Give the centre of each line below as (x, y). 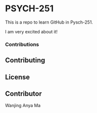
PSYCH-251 (29, 9)
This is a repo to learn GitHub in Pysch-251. (49, 22)
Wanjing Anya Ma (23, 106)
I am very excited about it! (32, 31)
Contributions (22, 44)
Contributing (25, 60)
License (17, 77)
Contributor (23, 94)
